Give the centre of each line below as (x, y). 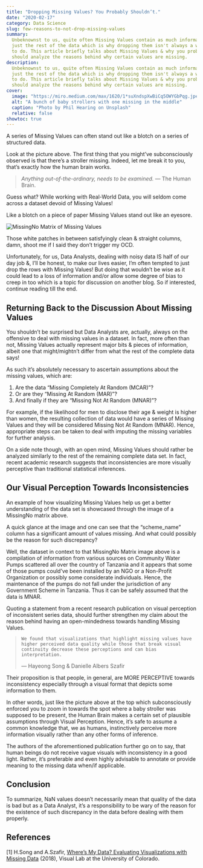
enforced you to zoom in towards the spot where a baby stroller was (91, 708)
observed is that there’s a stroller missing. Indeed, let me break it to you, (96, 160)
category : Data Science (36, 23)
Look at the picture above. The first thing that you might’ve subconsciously (100, 154)
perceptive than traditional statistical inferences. (66, 469)
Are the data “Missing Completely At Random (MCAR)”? (84, 387)
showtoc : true (24, 119)
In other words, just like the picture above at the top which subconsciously (99, 702)
